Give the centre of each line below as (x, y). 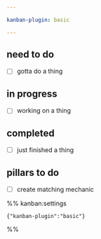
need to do (30, 54)
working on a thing (44, 111)
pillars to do (33, 172)
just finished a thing (45, 150)
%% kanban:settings (37, 203)
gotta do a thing (40, 71)
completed (31, 133)
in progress (32, 94)
